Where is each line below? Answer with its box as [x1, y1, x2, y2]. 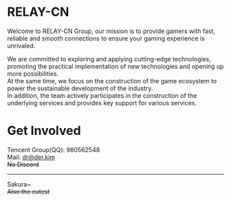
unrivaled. [7, 41, 36, 50]
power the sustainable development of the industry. [7, 84, 153, 92]
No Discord [7, 160, 39, 169]
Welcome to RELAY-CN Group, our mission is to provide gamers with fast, [7, 27, 215, 35]
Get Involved [7, 123, 81, 138]
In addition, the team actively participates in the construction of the [7, 91, 197, 100]
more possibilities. [7, 70, 59, 78]
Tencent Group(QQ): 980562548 [7, 145, 100, 154]
